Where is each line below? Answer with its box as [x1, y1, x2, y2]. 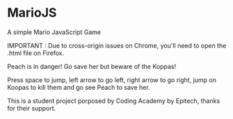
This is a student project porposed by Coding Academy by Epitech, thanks [7, 96, 220, 105]
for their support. [7, 104, 56, 112]
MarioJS [7, 5, 57, 21]
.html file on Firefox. [7, 49, 65, 57]
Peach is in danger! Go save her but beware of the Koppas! [7, 62, 176, 70]
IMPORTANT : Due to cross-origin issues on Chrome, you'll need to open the [7, 41, 227, 49]
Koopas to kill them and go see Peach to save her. [7, 83, 151, 91]
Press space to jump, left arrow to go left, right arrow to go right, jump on [7, 75, 217, 84]
